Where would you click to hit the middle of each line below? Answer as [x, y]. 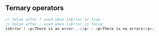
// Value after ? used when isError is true [53, 19]
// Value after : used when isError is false [54, 24]
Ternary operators [35, 8]
